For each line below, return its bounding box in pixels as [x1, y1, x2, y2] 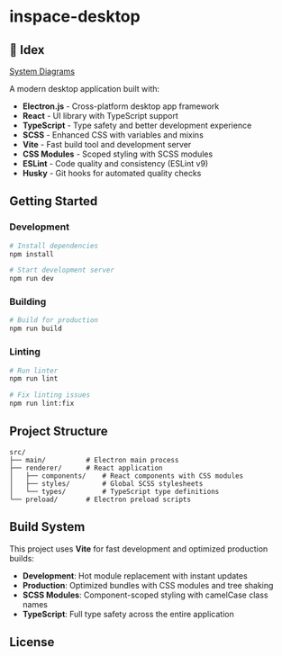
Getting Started [9, 193, 98, 209]
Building [9, 295, 47, 308]
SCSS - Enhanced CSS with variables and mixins [22, 130, 205, 140]
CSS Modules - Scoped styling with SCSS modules [22, 148, 214, 159]
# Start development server [9, 265, 115, 275]
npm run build [9, 324, 63, 334]
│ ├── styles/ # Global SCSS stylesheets [9, 479, 204, 488]
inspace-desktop [9, 6, 141, 27]
